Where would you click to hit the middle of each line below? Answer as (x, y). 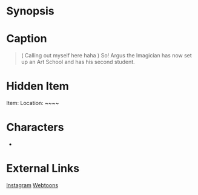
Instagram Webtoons (32, 185)
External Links (43, 169)
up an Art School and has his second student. (78, 62)
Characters (35, 127)
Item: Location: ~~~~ (33, 103)
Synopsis (30, 11)
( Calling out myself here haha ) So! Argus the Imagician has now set (106, 56)
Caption (27, 39)
